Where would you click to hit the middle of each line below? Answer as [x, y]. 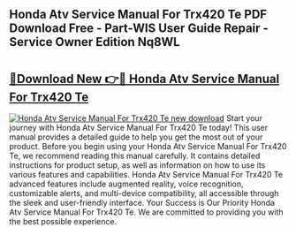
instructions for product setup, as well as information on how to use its [137, 165]
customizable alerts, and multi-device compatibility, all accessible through [144, 193]
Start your [245, 118]
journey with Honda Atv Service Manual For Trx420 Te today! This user [139, 128]
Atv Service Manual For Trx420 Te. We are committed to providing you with [147, 212]
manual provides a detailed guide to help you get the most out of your [136, 137]
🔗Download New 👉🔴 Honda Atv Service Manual [144, 79]
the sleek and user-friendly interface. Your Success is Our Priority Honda [142, 203]
